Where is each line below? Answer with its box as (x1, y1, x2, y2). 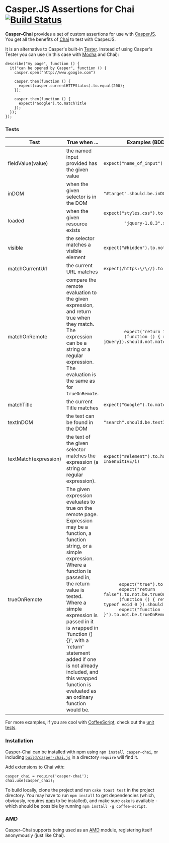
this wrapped (66, 675, 98, 682)
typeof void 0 (103, 601, 137, 608)
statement (66, 649, 91, 656)
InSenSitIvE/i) (103, 459, 140, 464)
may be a (66, 523, 88, 530)
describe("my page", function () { (5, 61, 80, 66)
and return (66, 308, 92, 315)
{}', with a (66, 637, 89, 644)
